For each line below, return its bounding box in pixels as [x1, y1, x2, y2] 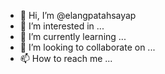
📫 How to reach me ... [19, 53, 113, 64]
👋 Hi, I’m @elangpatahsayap [19, 10, 137, 21]
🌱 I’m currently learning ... [19, 31, 127, 42]
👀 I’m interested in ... [19, 20, 105, 32]
